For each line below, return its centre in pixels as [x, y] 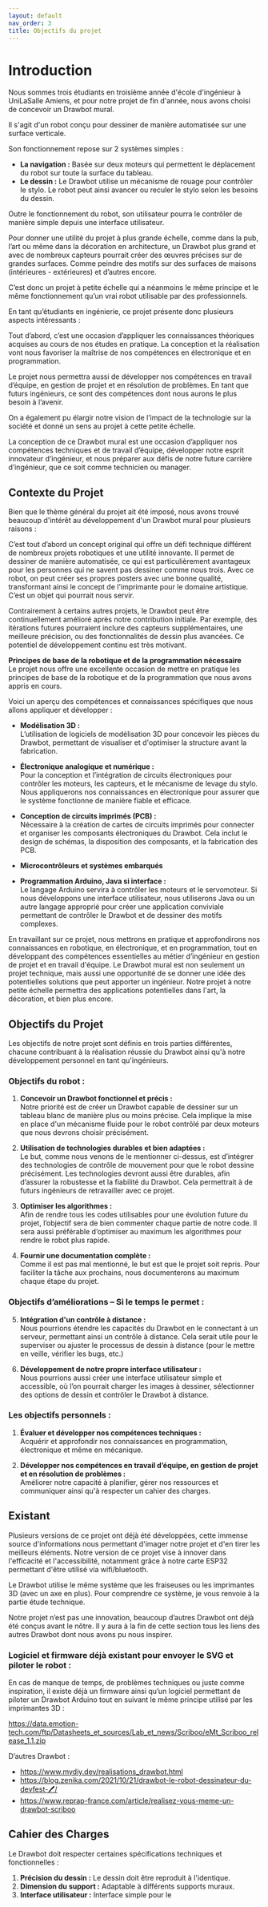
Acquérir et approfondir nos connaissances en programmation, [124, 1441]
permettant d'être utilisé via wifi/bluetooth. [78, 1569]
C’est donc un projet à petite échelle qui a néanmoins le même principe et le [133, 288]
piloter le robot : [40, 1665]
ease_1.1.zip [27, 1740]
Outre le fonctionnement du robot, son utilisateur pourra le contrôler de [125, 214]
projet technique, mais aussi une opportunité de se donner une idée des [127, 973]
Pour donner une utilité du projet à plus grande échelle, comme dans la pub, [133, 238]
